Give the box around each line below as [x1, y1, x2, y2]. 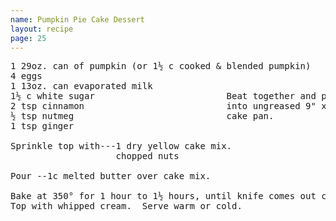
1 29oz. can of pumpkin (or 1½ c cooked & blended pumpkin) [10, 61, 312, 72]
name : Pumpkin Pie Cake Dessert [10, 14, 145, 25]
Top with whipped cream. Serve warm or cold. [10, 201, 243, 212]
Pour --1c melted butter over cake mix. [10, 171, 212, 182]
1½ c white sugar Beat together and [10, 91, 317, 102]
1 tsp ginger [10, 121, 75, 132]
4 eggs [10, 71, 43, 82]
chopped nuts [115, 151, 180, 162]
